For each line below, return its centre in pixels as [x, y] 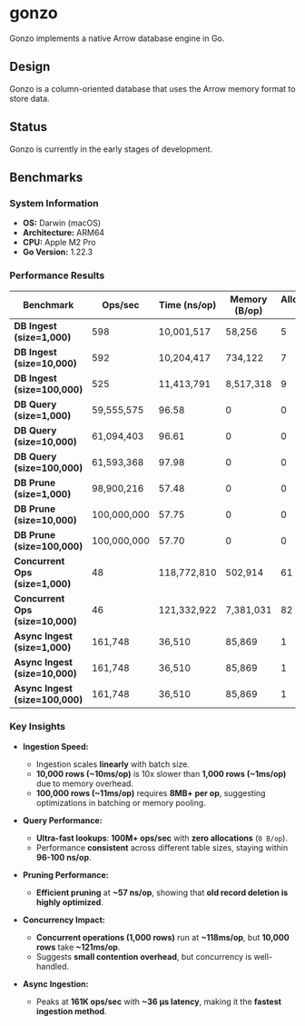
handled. [53, 966]
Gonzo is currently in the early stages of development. [111, 149]
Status [29, 127]
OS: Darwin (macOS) [62, 223]
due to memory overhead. [85, 783]
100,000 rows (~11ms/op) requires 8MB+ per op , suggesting [151, 792]
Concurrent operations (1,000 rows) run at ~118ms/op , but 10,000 [162, 937]
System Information [54, 203]
